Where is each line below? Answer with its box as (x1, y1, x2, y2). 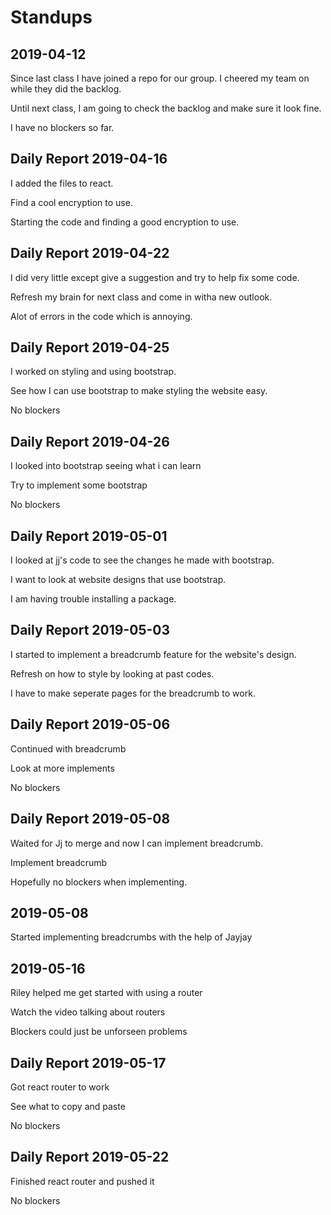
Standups (10, 6, 93, 29)
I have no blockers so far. (10, 122, 115, 133)
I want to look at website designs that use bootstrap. (10, 574, 227, 586)
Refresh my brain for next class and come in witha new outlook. (10, 291, 273, 303)
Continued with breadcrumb (10, 742, 127, 755)
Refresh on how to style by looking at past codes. (10, 667, 215, 680)
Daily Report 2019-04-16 (10, 151, 168, 168)
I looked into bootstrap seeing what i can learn (10, 460, 202, 472)
